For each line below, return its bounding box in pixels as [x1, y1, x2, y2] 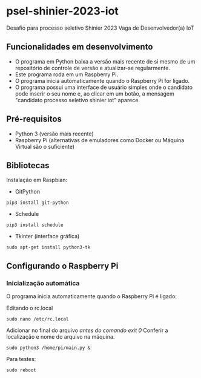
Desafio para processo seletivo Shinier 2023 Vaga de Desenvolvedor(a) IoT [6, 24, 194, 31]
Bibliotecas [6, 160, 50, 171]
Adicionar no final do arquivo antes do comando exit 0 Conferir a [6, 327, 168, 334]
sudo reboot [6, 367, 36, 373]
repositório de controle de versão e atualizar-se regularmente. [15, 64, 171, 71]
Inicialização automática [6, 279, 80, 287]
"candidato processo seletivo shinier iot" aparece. [15, 96, 140, 103]
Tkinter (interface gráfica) [15, 233, 80, 240]
